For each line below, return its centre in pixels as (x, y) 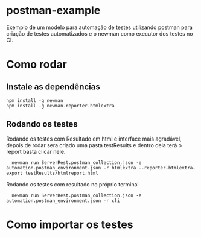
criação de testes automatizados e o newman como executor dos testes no (100, 33)
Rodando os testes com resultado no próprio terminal (72, 184)
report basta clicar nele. (36, 151)
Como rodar (37, 65)
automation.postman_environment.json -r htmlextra (71, 168)
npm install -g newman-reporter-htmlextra (60, 106)
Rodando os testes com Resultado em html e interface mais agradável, (94, 139)
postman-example (53, 11)
